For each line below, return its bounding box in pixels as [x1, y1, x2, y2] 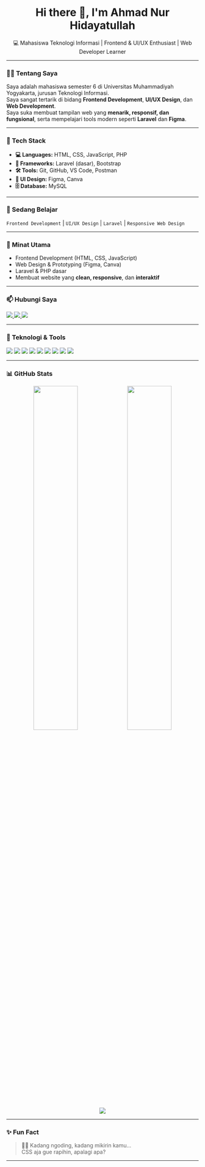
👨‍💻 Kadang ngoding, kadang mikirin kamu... [21, 1142, 132, 1149]
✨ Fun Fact [6, 1128, 40, 1136]
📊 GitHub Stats [6, 369, 53, 378]
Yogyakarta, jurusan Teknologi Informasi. [6, 89, 110, 97]
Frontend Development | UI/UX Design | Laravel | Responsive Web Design [6, 219, 185, 227]
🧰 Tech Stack [6, 137, 46, 145]
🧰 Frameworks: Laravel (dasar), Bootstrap [15, 159, 121, 167]
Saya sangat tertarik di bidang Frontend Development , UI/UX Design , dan [6, 96, 193, 103]
